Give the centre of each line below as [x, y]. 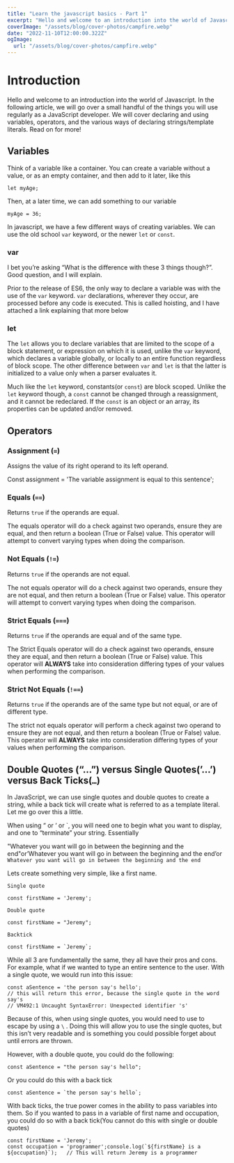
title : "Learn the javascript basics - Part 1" [78, 14]
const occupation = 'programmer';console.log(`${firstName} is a [104, 1147]
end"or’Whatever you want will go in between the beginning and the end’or [115, 854]
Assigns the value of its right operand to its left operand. [88, 466]
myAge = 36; [24, 214]
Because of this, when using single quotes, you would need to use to [106, 1019]
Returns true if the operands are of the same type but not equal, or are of [112, 705]
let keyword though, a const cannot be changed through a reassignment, [113, 394]
